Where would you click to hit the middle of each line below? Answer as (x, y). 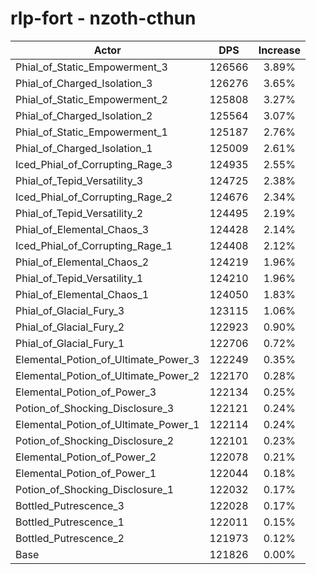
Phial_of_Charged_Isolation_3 (84, 83)
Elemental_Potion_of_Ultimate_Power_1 (107, 424)
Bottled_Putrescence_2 (70, 538)
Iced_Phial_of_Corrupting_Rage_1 (94, 245)
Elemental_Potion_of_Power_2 (86, 457)
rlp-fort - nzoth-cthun (103, 18)
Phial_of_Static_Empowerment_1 (91, 132)
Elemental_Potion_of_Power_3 (86, 392)
